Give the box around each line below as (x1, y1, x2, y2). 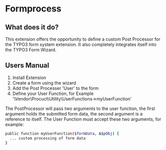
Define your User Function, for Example (12, 90, 94, 96)
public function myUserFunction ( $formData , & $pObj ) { (5, 131, 120, 136)
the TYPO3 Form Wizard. (5, 47, 57, 52)
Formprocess (5, 3, 62, 14)
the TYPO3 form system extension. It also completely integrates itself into (5, 41, 157, 47)
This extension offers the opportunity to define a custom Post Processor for (5, 36, 161, 42)
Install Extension (12, 74, 46, 80)
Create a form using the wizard (12, 79, 76, 85)
